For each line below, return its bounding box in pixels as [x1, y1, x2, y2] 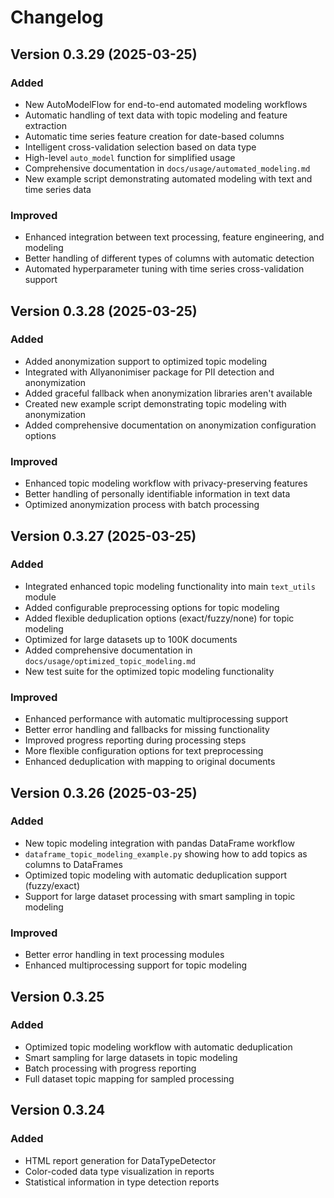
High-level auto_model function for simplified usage [24, 151, 236, 163]
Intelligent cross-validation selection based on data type [24, 141, 257, 153]
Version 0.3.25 [10, 988, 105, 1005]
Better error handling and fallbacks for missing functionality [24, 724, 270, 736]
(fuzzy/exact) [24, 879, 80, 891]
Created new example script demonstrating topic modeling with [24, 397, 287, 410]
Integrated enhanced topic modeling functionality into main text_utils [24, 580, 316, 592]
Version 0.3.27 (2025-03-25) [10, 527, 197, 545]
